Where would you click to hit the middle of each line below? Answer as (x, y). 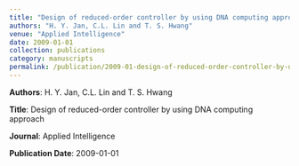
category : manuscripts (51, 59)
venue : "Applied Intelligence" (67, 34)
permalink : (29, 67)
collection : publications (57, 51)
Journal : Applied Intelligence (62, 136)
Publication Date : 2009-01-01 (64, 153)
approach (27, 119)
